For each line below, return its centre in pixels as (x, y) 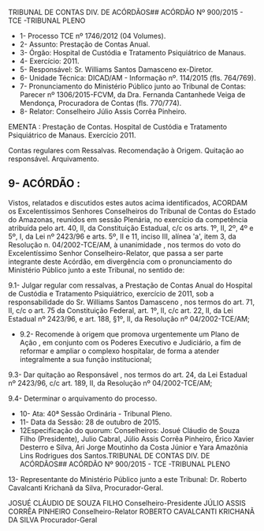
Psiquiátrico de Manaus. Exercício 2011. (72, 135)
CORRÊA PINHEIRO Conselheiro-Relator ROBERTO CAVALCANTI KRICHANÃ (131, 511)
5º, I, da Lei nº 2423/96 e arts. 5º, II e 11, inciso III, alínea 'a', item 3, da (122, 236)
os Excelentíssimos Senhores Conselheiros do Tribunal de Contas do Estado (132, 211)
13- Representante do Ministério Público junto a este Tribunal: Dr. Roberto (127, 479)
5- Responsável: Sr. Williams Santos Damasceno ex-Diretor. (116, 70)
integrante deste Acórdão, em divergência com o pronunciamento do (120, 262)
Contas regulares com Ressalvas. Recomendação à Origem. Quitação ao (126, 151)
